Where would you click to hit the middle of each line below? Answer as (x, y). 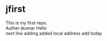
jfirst (16, 9)
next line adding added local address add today (54, 33)
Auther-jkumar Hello (26, 28)
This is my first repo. (26, 23)
